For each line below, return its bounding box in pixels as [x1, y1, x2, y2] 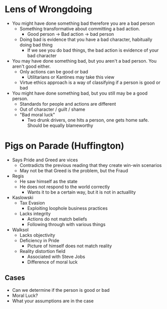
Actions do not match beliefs [27, 216, 87, 222]
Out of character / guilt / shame [19, 106, 86, 112]
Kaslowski [12, 194, 33, 200]
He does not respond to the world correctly [19, 184, 110, 190]
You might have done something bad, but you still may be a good [12, 90, 148, 96]
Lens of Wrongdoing [5, 4, 92, 15]
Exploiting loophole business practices [27, 205, 108, 211]
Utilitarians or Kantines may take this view [27, 74, 115, 80]
